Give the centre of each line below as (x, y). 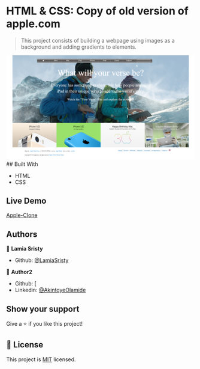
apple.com (34, 24)
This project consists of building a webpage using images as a (98, 40)
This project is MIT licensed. (41, 359)
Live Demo (26, 200)
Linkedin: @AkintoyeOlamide (50, 290)
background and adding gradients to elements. (78, 47)
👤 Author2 (19, 272)
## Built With (22, 164)
